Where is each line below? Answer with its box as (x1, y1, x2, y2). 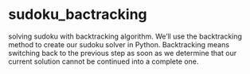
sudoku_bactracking (8, 6, 147, 24)
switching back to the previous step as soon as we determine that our (8, 48, 237, 57)
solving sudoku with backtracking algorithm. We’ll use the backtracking (8, 31, 243, 41)
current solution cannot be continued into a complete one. (8, 57, 199, 66)
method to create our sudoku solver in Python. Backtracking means (8, 39, 229, 49)
